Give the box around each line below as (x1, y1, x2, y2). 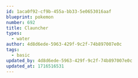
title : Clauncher (6, 25, 49, 31)
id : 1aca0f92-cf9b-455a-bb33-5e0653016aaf (6, 8, 112, 15)
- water (11, 36, 31, 42)
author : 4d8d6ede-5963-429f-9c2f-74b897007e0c (6, 42, 122, 48)
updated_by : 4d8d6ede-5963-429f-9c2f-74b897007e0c (6, 57, 133, 63)
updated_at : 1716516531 (6, 63, 65, 69)
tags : (6, 47, 19, 53)
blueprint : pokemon (6, 14, 54, 20)
